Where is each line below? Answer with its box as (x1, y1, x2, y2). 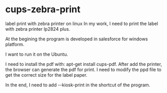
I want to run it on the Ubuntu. (5, 51, 68, 57)
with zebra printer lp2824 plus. (5, 26, 70, 32)
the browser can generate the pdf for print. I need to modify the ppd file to (5, 66, 162, 73)
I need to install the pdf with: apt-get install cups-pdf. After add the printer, (5, 61, 162, 67)
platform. (5, 41, 25, 47)
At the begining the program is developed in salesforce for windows (5, 36, 148, 42)
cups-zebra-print (5, 4, 81, 15)
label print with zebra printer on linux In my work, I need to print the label (5, 20, 158, 27)
